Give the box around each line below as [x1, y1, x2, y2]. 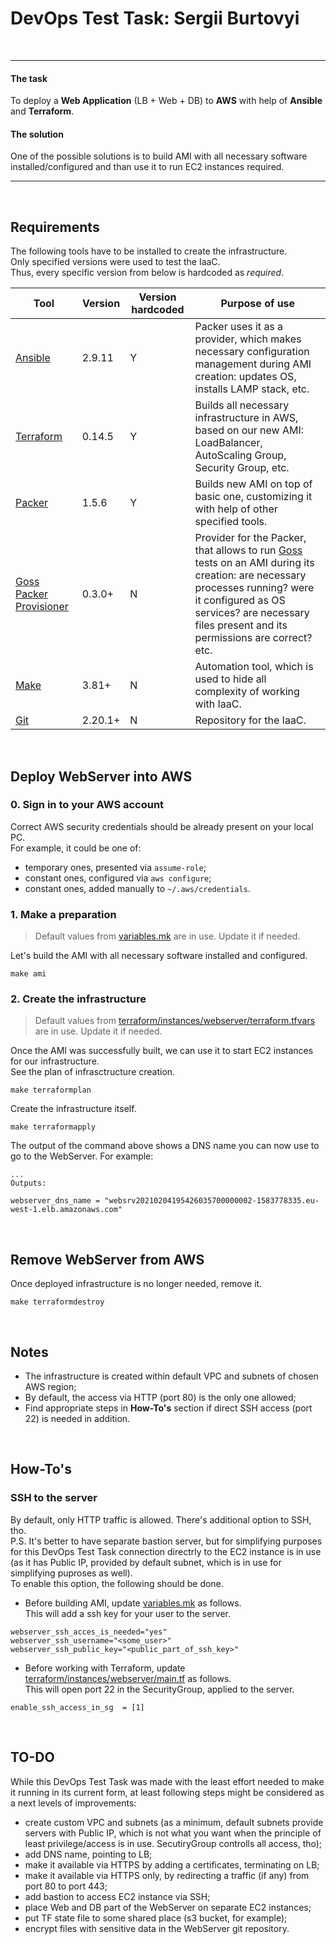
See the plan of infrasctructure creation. [10, 1066, 176, 1078]
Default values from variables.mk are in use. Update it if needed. [34, 930, 301, 942]
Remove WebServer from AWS [10, 1251, 205, 1268]
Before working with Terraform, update [24, 1662, 186, 1674]
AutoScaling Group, [194, 448, 287, 462]
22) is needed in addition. [24, 1413, 131, 1425]
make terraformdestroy [10, 1297, 105, 1307]
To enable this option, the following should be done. [10, 1577, 224, 1589]
